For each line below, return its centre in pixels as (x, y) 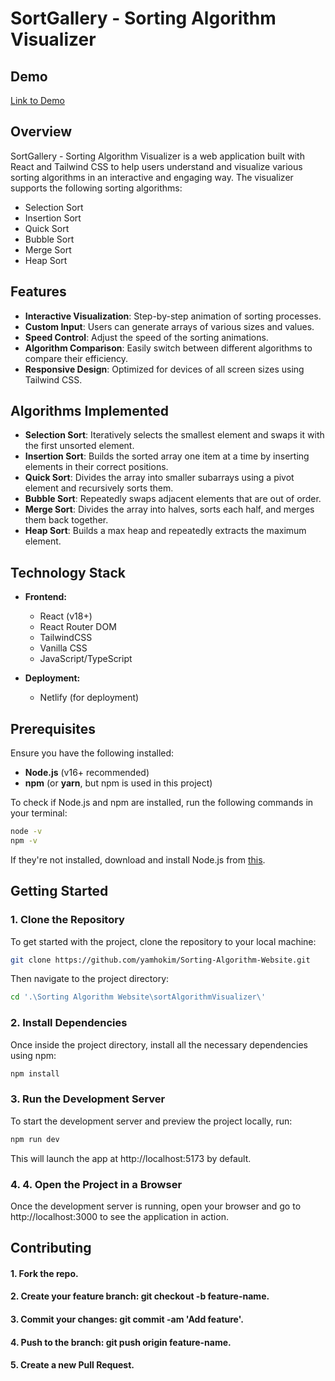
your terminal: (39, 813)
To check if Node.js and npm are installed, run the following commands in (162, 803)
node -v (26, 832)
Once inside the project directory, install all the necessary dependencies (159, 1044)
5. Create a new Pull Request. (72, 1365)
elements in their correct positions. (96, 467)
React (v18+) (66, 616)
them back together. (66, 520)
